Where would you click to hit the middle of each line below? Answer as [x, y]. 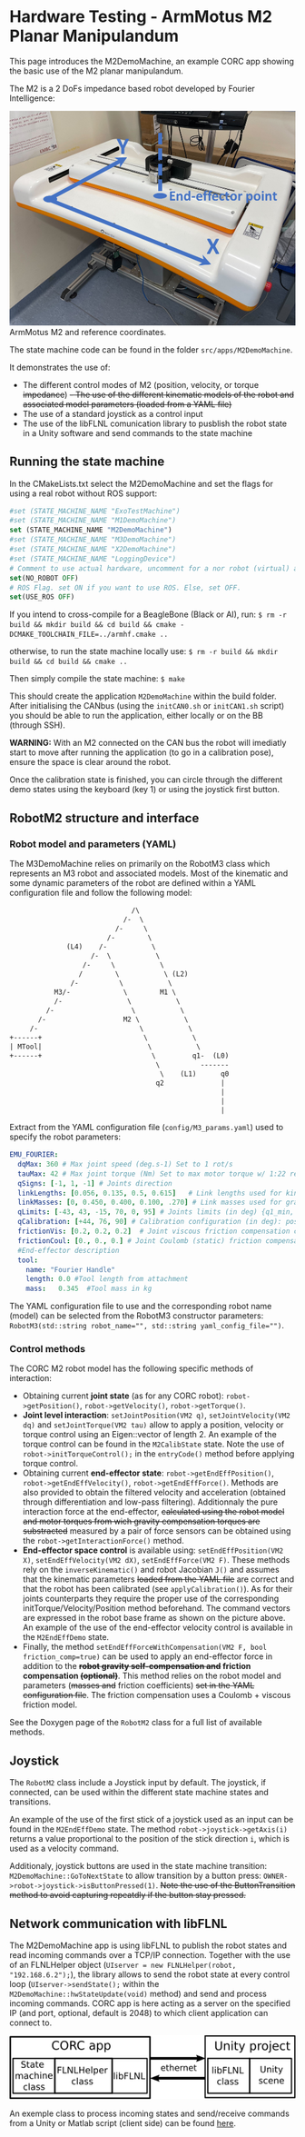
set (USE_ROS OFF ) [42, 597]
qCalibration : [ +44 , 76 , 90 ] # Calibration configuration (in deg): [150, 1222]
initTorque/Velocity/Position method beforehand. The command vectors [156, 1608]
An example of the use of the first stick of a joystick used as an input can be [152, 1820]
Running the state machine [87, 462]
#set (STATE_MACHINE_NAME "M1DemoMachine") [93, 521]
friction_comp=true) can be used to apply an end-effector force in [148, 1656]
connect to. [31, 2023]
